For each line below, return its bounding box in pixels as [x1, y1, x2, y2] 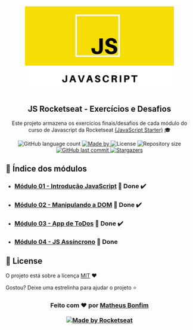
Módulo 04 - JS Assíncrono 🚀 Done [14, 238, 118, 246]
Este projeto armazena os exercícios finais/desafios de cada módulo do [11, 120, 188, 127]
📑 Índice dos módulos [5, 164, 88, 174]
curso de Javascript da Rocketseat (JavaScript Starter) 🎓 [28, 126, 171, 133]
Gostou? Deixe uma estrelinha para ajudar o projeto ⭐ [5, 284, 137, 291]
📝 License [5, 256, 43, 266]
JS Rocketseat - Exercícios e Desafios [27, 103, 172, 114]
